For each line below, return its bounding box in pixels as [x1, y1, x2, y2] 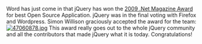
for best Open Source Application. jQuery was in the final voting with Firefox [6, 11, 197, 19]
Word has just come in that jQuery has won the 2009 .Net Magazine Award [6, 5, 193, 12]
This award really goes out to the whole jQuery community [49, 24, 195, 31]
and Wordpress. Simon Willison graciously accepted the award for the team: [6, 18, 197, 25]
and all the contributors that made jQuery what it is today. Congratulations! [6, 31, 193, 38]
